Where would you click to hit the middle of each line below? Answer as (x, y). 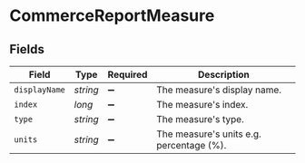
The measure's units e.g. (209, 134)
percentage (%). (192, 145)
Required (128, 75)
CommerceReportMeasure (112, 16)
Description (224, 75)
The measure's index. (202, 105)
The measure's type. (201, 119)
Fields (27, 49)
